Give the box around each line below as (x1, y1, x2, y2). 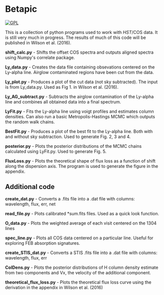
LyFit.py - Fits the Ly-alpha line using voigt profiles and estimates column (5, 108, 154, 114)
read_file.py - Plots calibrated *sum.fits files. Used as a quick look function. (5, 210, 159, 216)
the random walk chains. (5, 119, 55, 125)
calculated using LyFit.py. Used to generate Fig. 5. (5, 148, 107, 154)
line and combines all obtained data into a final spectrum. (5, 98, 122, 104)
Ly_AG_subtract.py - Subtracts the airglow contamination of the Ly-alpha (5, 94, 154, 99)
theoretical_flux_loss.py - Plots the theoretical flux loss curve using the (5, 279, 152, 285)
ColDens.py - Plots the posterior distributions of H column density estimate (5, 264, 159, 270)
